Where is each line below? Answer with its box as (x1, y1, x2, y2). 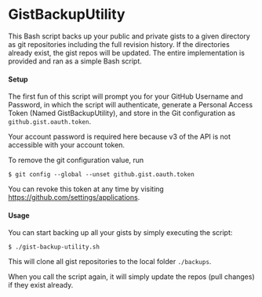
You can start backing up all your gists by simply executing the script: (8, 228, 233, 237)
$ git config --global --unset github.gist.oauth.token (8, 171, 195, 179)
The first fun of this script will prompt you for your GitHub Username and (8, 92, 243, 101)
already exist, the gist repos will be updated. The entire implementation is (8, 48, 246, 57)
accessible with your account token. (8, 140, 126, 150)
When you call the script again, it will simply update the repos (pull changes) (8, 272, 255, 281)
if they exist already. (8, 281, 74, 290)
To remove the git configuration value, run (8, 155, 144, 165)
